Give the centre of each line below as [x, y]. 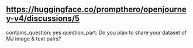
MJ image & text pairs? [34, 38]
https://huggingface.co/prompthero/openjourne [96, 10]
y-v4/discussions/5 [43, 19]
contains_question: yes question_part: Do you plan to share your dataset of [96, 32]
